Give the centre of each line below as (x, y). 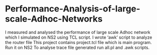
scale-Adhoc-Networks (54, 19)
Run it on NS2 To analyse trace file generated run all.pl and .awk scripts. (77, 47)
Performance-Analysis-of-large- (73, 9)
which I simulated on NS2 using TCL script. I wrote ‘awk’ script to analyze (78, 37)
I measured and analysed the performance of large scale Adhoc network (78, 32)
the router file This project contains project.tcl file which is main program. (78, 42)
